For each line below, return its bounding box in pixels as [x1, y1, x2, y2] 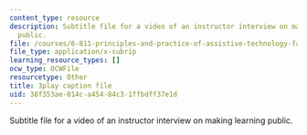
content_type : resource [9, 13, 101, 23]
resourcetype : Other [9, 73, 89, 82]
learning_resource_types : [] [9, 56, 121, 65]
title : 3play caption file [9, 81, 112, 90]
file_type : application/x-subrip [9, 47, 137, 57]
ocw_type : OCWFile [9, 65, 79, 74]
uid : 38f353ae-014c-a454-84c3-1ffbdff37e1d [9, 89, 178, 99]
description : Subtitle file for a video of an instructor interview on [9, 22, 288, 31]
